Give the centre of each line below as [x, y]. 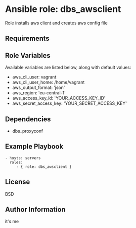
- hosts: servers [23, 158]
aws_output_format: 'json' [39, 87]
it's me [12, 222]
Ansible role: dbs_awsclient [63, 9]
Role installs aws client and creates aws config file [56, 23]
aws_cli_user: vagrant [34, 77]
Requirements [27, 38]
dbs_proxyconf [27, 131]
